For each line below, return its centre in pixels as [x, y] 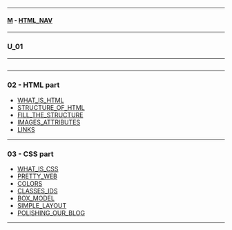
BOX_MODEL [36, 198]
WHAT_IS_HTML [40, 100]
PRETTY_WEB [37, 176]
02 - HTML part [33, 85]
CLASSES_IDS [37, 191]
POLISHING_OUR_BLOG [51, 213]
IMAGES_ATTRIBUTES [49, 122]
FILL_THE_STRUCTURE [50, 115]
